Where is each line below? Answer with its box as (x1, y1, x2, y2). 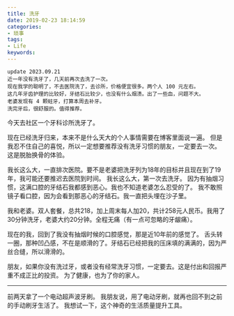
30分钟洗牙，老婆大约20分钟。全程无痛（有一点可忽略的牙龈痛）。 (7, 215, 196, 223)
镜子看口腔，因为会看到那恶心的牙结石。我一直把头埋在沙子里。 (7, 191, 190, 200)
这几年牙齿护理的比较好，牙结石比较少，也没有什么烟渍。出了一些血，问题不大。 (7, 90, 204, 98)
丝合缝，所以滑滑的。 (7, 247, 68, 255)
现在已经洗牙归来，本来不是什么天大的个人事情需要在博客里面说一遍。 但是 (7, 133, 223, 142)
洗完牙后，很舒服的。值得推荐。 (7, 105, 86, 112)
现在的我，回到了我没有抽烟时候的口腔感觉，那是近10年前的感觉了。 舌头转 (7, 230, 223, 238)
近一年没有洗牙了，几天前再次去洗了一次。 (7, 75, 111, 82)
